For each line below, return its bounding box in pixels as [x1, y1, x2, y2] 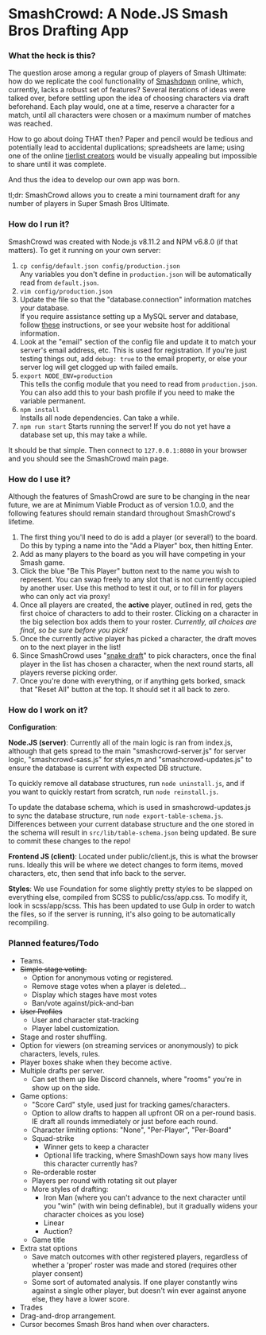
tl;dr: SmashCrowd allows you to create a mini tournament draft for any [8, 190, 241, 200]
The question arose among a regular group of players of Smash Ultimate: [8, 68, 248, 78]
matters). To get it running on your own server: [8, 245, 161, 255]
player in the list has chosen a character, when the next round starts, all [19, 660, 254, 669]
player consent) [31, 1268, 83, 1278]
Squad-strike [31, 1133, 75, 1142]
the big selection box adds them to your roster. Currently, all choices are [19, 617, 256, 627]
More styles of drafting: [31, 1184, 109, 1193]
